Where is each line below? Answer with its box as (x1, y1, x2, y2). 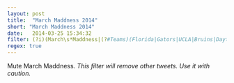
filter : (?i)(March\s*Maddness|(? (7, 36, 108, 43)
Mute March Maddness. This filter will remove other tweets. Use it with (7, 62, 210, 70)
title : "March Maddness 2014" (7, 17, 98, 24)
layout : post (7, 10, 45, 17)
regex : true (7, 43, 42, 50)
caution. (7, 69, 31, 77)
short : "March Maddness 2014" (7, 23, 95, 30)
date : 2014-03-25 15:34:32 (7, 29, 92, 37)
